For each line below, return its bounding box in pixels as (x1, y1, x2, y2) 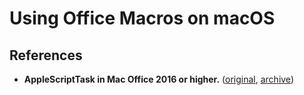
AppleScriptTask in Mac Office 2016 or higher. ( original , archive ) (23, 73, 294, 85)
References (9, 47, 83, 64)
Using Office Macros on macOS (9, 7, 276, 30)
